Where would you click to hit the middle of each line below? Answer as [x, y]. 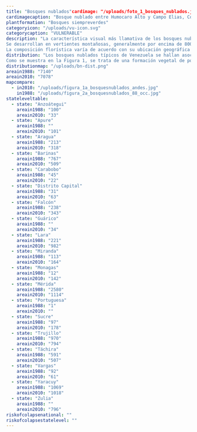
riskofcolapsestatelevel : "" [42, 420]
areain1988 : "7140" [30, 72]
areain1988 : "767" [39, 159]
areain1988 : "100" [39, 110]
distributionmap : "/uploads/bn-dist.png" [57, 66]
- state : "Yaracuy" [35, 382]
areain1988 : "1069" [40, 387]
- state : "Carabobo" [36, 170]
